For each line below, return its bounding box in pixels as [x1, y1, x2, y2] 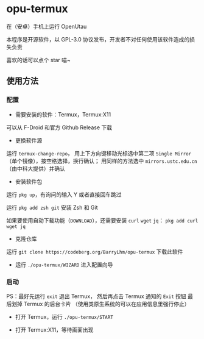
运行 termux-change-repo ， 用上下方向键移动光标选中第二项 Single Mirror [6, 149, 192, 157]
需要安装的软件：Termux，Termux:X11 [15, 110, 111, 118]
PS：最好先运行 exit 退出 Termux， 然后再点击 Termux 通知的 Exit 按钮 [6, 292, 187, 300]
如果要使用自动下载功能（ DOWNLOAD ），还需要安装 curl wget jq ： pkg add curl [6, 216, 199, 224]
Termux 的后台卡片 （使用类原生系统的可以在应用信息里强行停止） [23, 300, 190, 307]
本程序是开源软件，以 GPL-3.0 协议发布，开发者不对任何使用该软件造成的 [6, 35, 190, 43]
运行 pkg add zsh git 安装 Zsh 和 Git [6, 204, 98, 211]
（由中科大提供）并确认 [6, 165, 65, 172]
